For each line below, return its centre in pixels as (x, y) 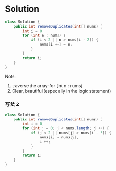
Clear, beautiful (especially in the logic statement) (61, 91)
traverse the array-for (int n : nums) (47, 85)
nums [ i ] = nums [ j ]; (59, 137)
